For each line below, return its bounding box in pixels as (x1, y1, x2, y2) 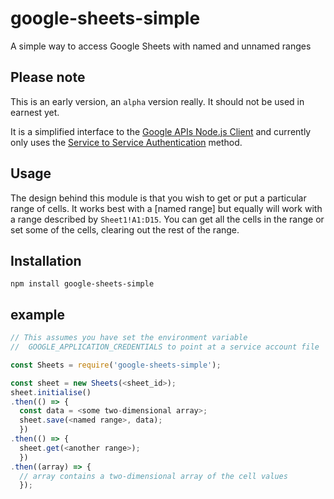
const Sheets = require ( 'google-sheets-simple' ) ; (10, 360, 222, 370)
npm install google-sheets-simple (10, 279, 155, 289)
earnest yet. (10, 106, 60, 118)
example (10, 306, 66, 323)
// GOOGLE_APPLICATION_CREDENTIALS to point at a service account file (10, 342, 320, 352)
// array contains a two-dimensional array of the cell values (19, 471, 288, 481)
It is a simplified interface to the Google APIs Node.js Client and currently (10, 125, 312, 137)
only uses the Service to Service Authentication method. (10, 136, 243, 148)
